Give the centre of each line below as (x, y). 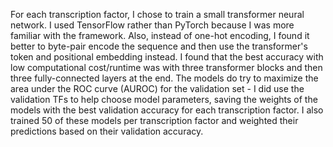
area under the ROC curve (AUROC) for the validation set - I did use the (157, 88)
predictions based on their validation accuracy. (107, 131)
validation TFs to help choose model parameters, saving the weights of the (164, 99)
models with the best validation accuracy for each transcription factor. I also (167, 110)
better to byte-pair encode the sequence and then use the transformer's (159, 46)
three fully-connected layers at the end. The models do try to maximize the (164, 78)
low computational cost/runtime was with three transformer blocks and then (166, 67)
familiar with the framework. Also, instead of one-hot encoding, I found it (160, 35)
